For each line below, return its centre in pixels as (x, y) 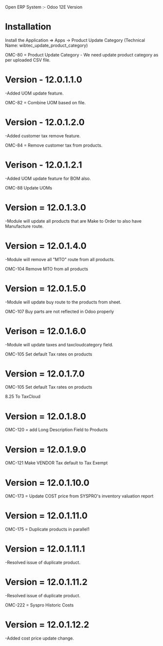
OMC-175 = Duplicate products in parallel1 (47, 529)
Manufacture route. (24, 226)
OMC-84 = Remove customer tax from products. (54, 145)
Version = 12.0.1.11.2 (46, 582)
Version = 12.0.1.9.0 (46, 449)
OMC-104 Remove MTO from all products (47, 269)
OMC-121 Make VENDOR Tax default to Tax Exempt (56, 463)
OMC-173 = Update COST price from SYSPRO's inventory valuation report (79, 496)
